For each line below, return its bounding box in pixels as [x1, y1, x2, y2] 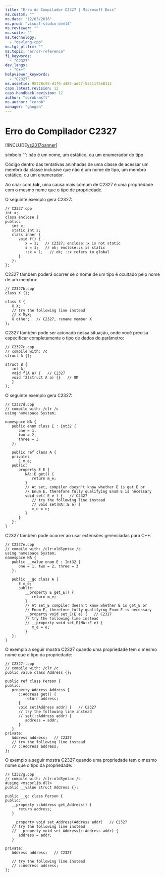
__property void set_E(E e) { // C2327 [25, 612, 112, 617]
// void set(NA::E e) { [31, 502, 81, 507]
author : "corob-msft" [5, 95, 50, 100]
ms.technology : [5, 35, 37, 40]
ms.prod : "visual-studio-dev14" [5, 21, 72, 26]
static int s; [11, 228, 41, 233]
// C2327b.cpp [5, 286, 35, 291]
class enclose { [5, 215, 39, 220]
